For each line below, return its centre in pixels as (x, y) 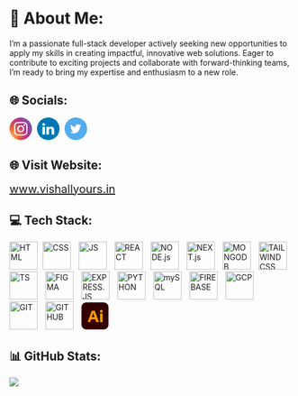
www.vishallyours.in (63, 189)
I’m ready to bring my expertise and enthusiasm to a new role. (124, 72)
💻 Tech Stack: (51, 220)
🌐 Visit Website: (56, 166)
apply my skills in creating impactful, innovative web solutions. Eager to (142, 52)
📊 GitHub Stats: (55, 356)
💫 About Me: (57, 18)
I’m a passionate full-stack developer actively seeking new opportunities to (149, 43)
